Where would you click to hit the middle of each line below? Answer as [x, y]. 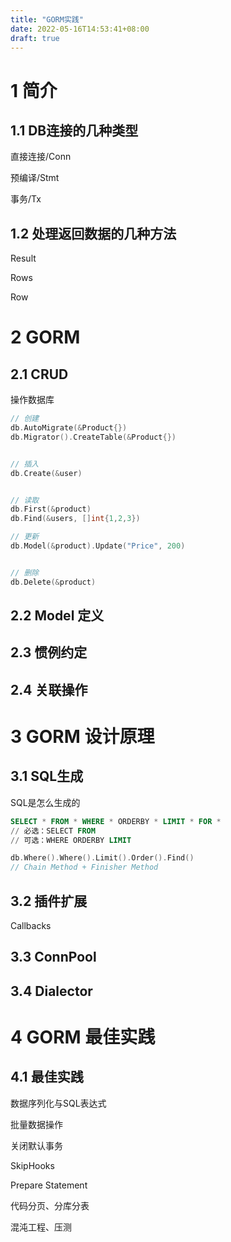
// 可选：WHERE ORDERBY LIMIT [71, 840]
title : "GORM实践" [47, 19]
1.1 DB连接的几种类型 [74, 130]
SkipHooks [32, 1165]
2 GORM [45, 337]
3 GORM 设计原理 [82, 737]
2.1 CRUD [39, 374]
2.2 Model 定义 [57, 616]
